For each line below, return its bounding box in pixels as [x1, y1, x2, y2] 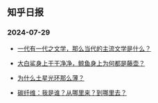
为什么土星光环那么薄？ [17, 73, 85, 82]
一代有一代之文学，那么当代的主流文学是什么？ [17, 44, 151, 53]
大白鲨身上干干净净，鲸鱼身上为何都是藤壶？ [17, 59, 146, 67]
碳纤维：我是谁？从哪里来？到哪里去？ [17, 88, 127, 97]
